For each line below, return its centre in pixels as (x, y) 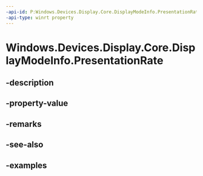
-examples (26, 165)
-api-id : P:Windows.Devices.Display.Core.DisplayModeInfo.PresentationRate (103, 12)
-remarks (24, 124)
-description (30, 83)
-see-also (25, 145)
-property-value (37, 103)
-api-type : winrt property (40, 18)
